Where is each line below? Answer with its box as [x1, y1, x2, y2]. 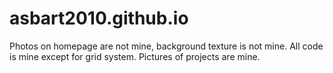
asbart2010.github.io [9, 7, 189, 30]
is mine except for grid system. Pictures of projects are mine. [9, 50, 261, 62]
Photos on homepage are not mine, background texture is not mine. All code [9, 40, 324, 52]
